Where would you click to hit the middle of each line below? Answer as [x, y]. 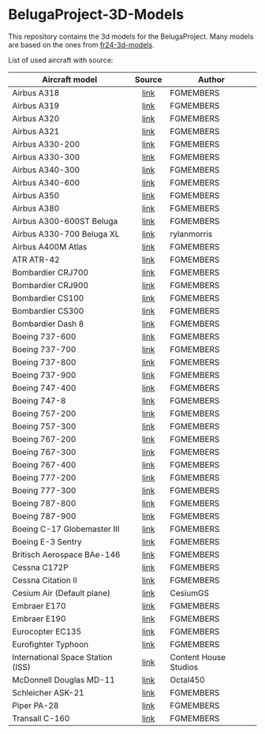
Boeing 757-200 [44, 414]
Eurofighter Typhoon [50, 644]
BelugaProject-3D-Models [96, 15]
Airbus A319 [36, 106]
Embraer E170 [39, 605]
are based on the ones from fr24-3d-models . [82, 44]
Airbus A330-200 [46, 144]
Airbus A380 [36, 208]
